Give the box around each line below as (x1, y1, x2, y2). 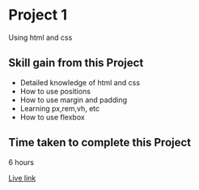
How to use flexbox (19, 112, 85, 122)
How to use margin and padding (19, 95, 128, 105)
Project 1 (8, 6, 67, 24)
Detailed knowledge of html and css (19, 77, 140, 87)
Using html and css (8, 32, 73, 42)
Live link (8, 173, 36, 183)
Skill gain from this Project (8, 56, 144, 70)
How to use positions (19, 86, 91, 96)
